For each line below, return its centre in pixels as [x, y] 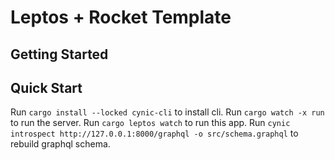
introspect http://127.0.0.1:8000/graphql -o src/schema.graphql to [154, 133]
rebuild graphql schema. [60, 144]
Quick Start [46, 87]
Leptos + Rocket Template [121, 17]
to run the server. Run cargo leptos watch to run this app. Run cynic [150, 123]
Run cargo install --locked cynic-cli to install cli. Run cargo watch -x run [167, 112]
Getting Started [59, 54]
